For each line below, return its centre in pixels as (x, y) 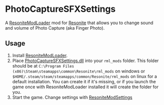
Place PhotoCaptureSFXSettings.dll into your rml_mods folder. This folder (85, 61)
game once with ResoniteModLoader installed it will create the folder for (85, 87)
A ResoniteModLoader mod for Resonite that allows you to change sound (79, 23)
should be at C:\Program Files (43, 66)
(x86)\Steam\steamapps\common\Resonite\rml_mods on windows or (79, 71)
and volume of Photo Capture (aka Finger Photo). (55, 28)
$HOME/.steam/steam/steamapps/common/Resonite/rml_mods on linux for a (84, 76)
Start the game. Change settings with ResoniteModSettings (72, 97)
